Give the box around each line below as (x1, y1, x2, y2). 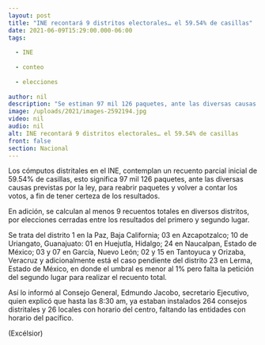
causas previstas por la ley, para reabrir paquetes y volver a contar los (8, 183, 238, 193)
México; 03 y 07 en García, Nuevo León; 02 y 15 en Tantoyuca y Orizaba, (8, 247, 246, 257)
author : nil (8, 93, 47, 101)
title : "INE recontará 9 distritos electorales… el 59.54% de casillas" (8, 19, 253, 27)
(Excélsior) (8, 328, 44, 338)
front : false (8, 136, 51, 145)
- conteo (15, 63, 44, 71)
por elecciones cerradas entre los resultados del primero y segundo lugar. (8, 215, 250, 224)
